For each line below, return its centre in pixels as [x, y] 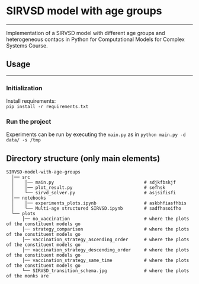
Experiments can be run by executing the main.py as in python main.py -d [96, 134]
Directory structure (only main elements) [83, 158]
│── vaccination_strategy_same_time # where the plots [105, 261]
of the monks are [28, 276]
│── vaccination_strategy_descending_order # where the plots [105, 250]
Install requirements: [31, 101]
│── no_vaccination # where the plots [105, 219]
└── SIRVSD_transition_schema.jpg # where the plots [105, 271]
